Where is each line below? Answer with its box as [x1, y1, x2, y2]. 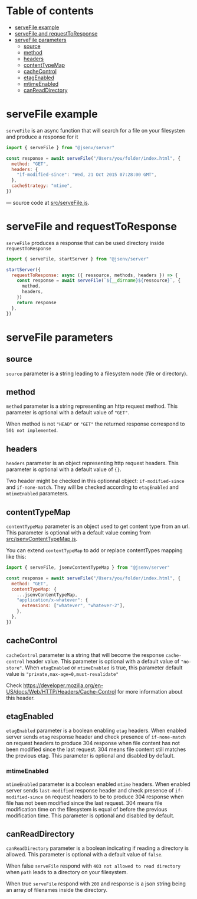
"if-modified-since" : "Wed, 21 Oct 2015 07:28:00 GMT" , [17, 172, 157, 178]
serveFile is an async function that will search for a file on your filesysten [6, 127, 185, 134]
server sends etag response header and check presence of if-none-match [6, 733, 186, 740]
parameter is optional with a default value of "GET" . [6, 409, 130, 416]
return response [17, 299, 57, 305]
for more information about [117, 688, 183, 695]
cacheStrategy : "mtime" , [11, 183, 73, 189]
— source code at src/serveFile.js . [6, 199, 90, 206]
